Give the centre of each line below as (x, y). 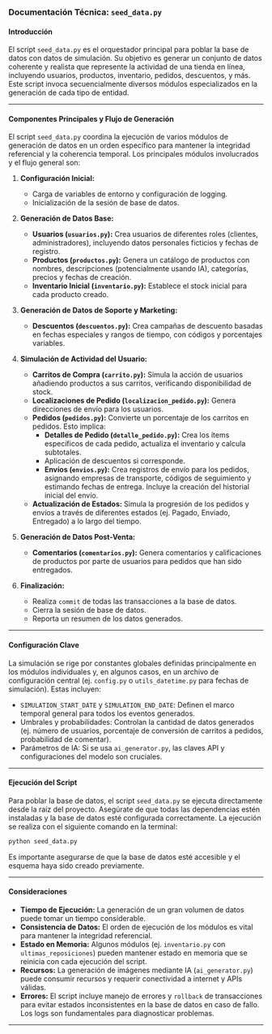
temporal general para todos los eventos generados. (108, 713)
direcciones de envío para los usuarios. (98, 409)
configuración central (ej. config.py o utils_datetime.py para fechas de (129, 680)
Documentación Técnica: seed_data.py (85, 12)
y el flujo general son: (45, 163)
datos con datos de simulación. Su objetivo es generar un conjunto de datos (135, 58)
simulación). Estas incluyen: (55, 689)
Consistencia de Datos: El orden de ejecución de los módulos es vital (136, 927)
